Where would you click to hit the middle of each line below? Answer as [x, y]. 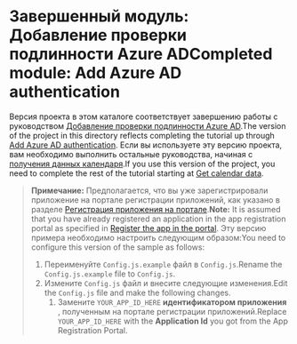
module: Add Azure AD [96, 73]
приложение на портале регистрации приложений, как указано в [155, 200]
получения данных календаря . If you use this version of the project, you [142, 164]
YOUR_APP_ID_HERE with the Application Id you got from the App [173, 321]
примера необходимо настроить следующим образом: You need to [158, 237]
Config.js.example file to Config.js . [110, 274]
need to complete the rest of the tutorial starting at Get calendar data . [136, 173]
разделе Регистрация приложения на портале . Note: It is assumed [156, 209]
